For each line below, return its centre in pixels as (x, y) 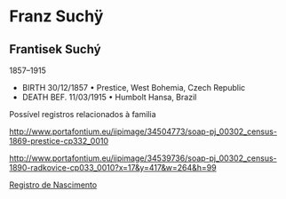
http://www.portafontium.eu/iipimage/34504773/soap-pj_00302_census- (143, 131)
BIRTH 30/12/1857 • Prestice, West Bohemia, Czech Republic (134, 88)
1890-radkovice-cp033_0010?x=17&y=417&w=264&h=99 (113, 167)
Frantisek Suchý (55, 49)
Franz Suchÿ (56, 16)
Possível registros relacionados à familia (83, 114)
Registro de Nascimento (53, 185)
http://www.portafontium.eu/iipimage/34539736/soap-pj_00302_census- (143, 158)
